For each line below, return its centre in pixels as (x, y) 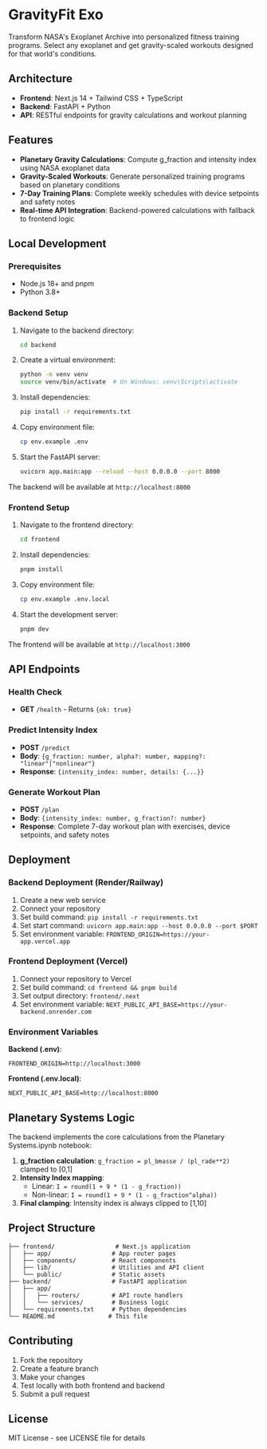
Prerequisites (35, 266)
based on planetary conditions (70, 184)
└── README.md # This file (78, 1316)
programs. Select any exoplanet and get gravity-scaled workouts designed (131, 45)
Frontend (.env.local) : (45, 1079)
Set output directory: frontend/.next (80, 995)
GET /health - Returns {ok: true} (76, 709)
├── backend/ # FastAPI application (98, 1282)
